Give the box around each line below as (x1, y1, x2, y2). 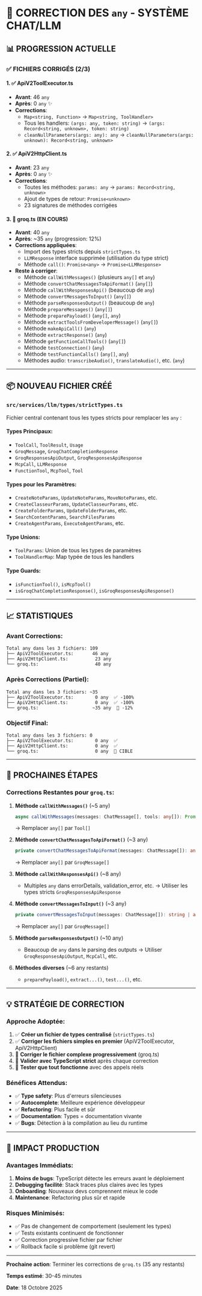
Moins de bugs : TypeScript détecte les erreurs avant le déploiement (14, 1174, 185, 1181)
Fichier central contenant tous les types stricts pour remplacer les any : (6, 414, 182, 421)
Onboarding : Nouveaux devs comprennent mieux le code (14, 1187, 158, 1195)
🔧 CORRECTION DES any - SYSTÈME (6, 6, 189, 20)
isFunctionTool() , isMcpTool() (14, 580, 91, 588)
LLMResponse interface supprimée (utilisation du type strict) (23, 254, 169, 262)
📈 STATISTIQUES (6, 611, 73, 621)
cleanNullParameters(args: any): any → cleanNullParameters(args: (23, 131, 194, 138)
